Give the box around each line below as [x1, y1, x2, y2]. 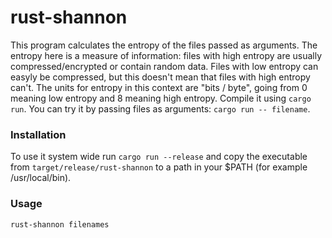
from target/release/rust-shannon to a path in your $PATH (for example [10, 161, 308, 173]
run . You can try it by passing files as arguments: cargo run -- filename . [10, 102, 311, 115]
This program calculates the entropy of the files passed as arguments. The [10, 39, 318, 51]
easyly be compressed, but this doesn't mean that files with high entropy [10, 71, 311, 83]
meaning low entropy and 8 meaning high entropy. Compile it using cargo [10, 92, 312, 104]
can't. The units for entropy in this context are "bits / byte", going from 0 [10, 81, 308, 93]
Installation [10, 127, 67, 141]
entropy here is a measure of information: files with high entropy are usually [10, 49, 323, 61]
